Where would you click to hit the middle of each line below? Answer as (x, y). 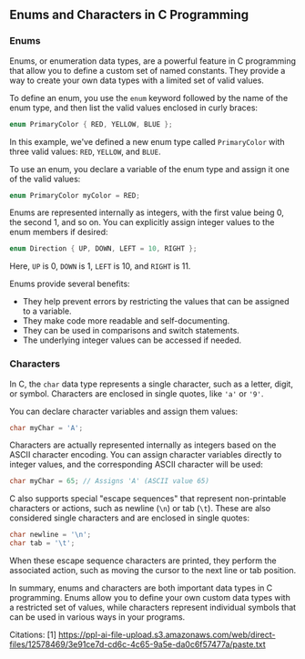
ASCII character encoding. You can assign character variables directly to (146, 455)
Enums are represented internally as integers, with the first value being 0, (147, 212)
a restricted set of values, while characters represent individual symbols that (153, 608)
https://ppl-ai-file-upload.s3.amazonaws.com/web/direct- (167, 635)
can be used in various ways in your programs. (97, 617)
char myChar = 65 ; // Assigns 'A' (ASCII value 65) (109, 481)
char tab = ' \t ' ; (42, 543)
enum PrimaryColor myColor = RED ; (75, 195)
